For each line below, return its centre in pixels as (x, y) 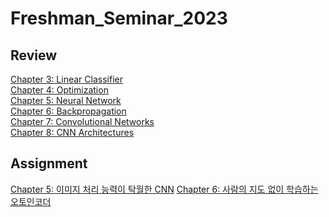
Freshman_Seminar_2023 (119, 18)
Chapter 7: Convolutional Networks (82, 121)
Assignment (49, 163)
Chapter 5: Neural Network (66, 100)
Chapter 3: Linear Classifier (66, 79)
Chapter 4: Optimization (59, 90)
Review (34, 55)
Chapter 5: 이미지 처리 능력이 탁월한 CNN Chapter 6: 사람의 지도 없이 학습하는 (164, 189)
